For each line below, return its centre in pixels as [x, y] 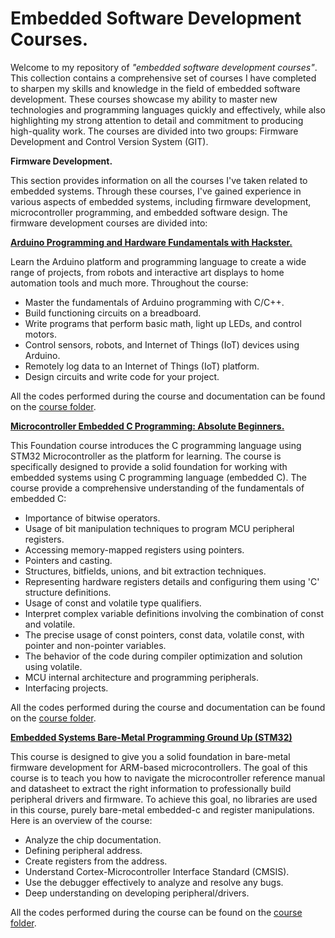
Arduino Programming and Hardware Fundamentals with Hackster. [151, 242]
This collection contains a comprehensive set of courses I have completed [163, 78]
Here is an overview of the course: [81, 820]
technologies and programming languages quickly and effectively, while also [168, 109]
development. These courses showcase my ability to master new [144, 99]
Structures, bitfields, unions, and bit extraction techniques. [145, 571]
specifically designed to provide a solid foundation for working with [149, 466]
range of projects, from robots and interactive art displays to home [147, 272]
